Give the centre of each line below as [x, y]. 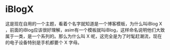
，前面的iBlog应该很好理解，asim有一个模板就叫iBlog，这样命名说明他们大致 [85, 30]
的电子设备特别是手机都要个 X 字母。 [44, 42]
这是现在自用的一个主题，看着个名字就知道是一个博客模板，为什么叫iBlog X [84, 23]
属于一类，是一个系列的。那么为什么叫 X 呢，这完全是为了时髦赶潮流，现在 [84, 36]
